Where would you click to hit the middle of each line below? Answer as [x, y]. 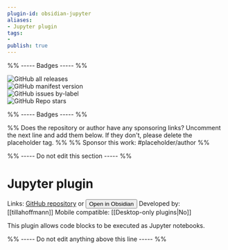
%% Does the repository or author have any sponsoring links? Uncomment [114, 128]
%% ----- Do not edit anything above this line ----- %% [87, 239]
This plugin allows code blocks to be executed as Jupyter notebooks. [106, 225]
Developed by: [159, 203]
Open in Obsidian [111, 204]
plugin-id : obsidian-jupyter [49, 14]
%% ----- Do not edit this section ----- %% [70, 156]
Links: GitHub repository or [46, 203]
